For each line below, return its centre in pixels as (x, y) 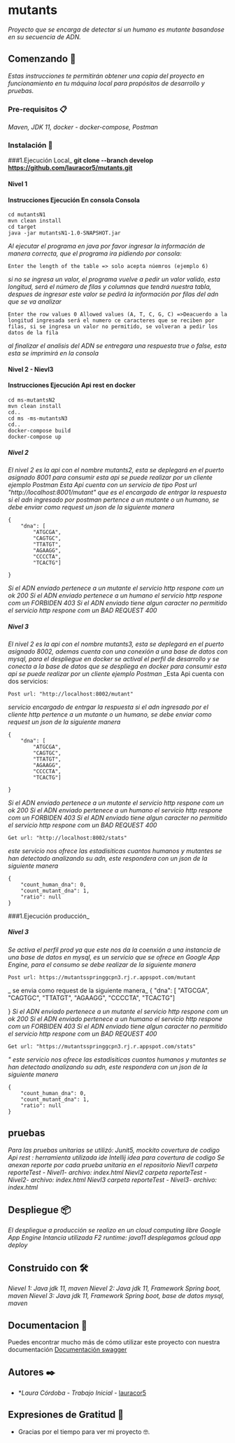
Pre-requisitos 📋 (37, 109)
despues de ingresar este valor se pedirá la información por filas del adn (113, 294)
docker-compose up (35, 437)
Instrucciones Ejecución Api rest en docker (72, 385)
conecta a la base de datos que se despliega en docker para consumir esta (117, 666)
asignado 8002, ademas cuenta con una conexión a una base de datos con (118, 651)
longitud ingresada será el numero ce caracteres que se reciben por (112, 321)
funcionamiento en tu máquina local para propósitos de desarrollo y (106, 83)
